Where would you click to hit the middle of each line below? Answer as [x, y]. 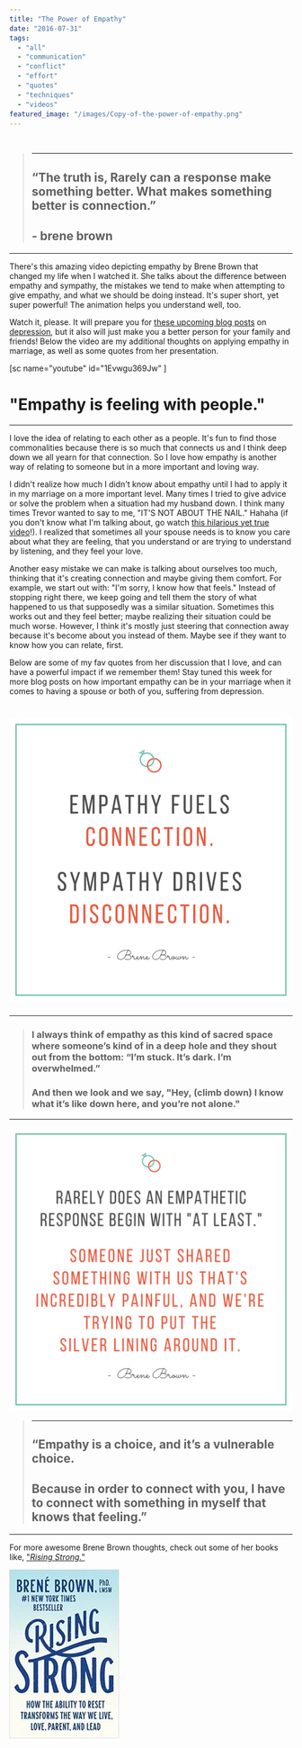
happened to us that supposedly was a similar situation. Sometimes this [142, 607]
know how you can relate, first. [67, 644]
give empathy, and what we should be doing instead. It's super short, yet [144, 295]
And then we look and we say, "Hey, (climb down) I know [157, 1093]
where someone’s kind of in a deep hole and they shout [154, 1046]
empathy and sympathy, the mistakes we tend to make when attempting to [147, 285]
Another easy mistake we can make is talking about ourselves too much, [143, 568]
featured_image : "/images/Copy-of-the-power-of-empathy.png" [126, 114]
